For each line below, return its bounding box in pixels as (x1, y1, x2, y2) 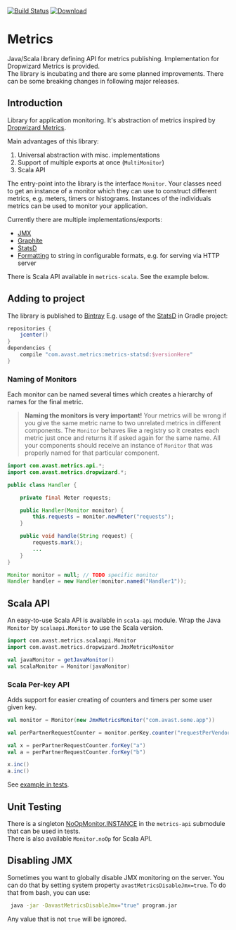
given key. (7, 703, 37, 711)
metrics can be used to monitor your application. (7, 201, 148, 210)
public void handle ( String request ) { (20, 533, 133, 540)
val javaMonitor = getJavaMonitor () (7, 656, 114, 664)
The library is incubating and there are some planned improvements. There (7, 69, 224, 77)
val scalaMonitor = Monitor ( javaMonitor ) (7, 663, 131, 670)
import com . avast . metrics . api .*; (7, 463, 105, 470)
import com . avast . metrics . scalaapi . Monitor (7, 637, 137, 645)
